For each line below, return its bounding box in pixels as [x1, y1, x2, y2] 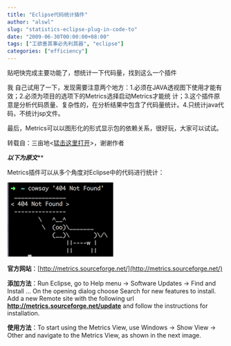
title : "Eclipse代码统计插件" [7, 11, 88, 18]
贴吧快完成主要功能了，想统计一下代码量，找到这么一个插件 [7, 69, 177, 76]
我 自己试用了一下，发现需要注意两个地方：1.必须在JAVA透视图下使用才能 [7, 83, 216, 92]
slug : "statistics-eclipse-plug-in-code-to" [7, 26, 138, 33]
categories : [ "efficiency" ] [7, 48, 89, 55]
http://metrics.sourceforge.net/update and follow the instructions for [7, 302, 208, 310]
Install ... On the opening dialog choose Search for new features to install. [7, 287, 216, 295]
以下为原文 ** [7, 153, 44, 162]
